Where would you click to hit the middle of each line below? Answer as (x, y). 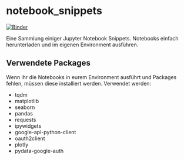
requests (25, 120)
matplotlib (27, 101)
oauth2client (30, 138)
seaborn (25, 107)
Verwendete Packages (48, 63)
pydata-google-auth (39, 151)
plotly (21, 144)
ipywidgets (28, 126)
